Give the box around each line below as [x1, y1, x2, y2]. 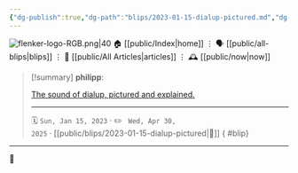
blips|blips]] [9, 51, 53, 62]
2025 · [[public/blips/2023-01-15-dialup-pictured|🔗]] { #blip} [30, 128, 250, 138]
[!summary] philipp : [30, 72, 105, 83]
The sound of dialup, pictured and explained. [30, 89, 195, 99]
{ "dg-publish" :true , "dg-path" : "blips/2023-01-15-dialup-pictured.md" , [9, 12, 276, 22]
